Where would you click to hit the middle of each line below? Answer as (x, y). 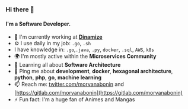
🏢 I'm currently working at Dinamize (58, 37)
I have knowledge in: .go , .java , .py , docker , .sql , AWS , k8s (84, 49)
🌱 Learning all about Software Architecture (67, 65)
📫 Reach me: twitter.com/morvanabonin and (69, 84)
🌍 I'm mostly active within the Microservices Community (85, 57)
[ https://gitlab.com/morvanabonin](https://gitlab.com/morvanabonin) (98, 93)
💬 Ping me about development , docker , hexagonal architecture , (93, 71)
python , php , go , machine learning (58, 77)
